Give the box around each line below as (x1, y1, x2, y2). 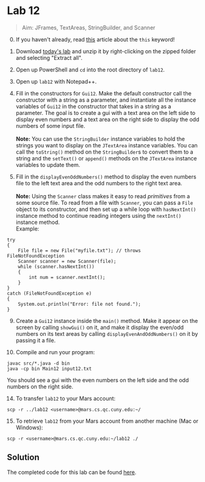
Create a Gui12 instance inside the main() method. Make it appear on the (15, 317, 198, 324)
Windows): (15, 423, 43, 431)
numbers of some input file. (15, 122, 85, 129)
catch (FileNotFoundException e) (7, 290, 92, 297)
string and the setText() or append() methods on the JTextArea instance (15, 154, 197, 162)
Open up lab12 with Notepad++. (15, 78, 97, 85)
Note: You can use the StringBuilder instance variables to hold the (15, 135, 185, 143)
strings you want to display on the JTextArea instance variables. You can (15, 141, 198, 149)
